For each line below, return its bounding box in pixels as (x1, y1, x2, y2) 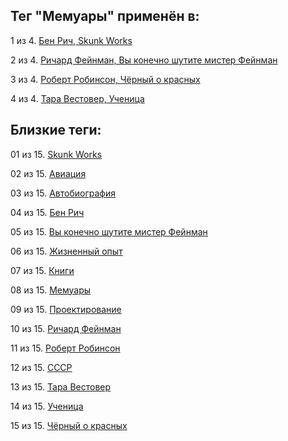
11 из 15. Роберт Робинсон (10, 342, 121, 354)
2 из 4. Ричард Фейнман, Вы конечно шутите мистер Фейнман (10, 54, 278, 66)
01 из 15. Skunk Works (10, 148, 103, 160)
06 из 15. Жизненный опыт (10, 245, 123, 257)
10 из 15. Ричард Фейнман (10, 322, 122, 334)
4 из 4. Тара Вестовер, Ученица (10, 92, 145, 104)
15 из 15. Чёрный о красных (10, 419, 128, 431)
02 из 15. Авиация (10, 167, 87, 179)
